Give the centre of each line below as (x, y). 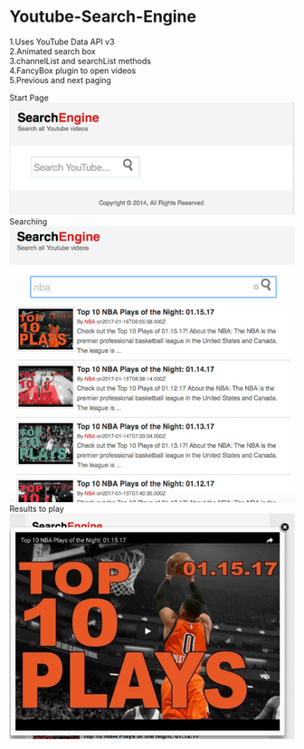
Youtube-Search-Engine (103, 17)
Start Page (29, 98)
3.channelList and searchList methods (81, 61)
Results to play (37, 509)
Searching (28, 221)
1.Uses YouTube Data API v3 (62, 42)
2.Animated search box (53, 51)
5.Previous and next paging (60, 80)
